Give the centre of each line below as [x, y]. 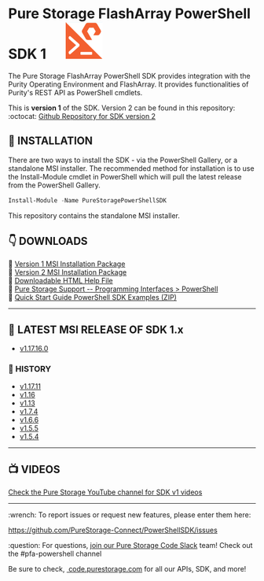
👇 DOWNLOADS [48, 241]
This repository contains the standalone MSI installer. [94, 215]
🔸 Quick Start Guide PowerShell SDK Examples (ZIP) [92, 298]
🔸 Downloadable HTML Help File [60, 281]
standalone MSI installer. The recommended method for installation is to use [131, 168]
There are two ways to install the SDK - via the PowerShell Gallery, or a [123, 160]
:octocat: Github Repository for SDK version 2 [82, 116]
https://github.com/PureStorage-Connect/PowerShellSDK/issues [113, 530]
